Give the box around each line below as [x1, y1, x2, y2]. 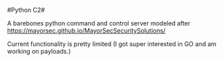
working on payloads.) [7, 48, 71, 55]
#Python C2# [7, 6, 45, 14]
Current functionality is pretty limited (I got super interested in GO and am [7, 40, 217, 48]
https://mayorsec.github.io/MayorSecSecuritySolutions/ [7, 27, 166, 34]
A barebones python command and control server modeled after [7, 19, 191, 27]
